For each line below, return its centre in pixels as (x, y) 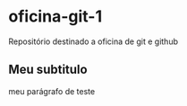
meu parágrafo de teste (52, 91)
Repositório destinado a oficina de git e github (93, 41)
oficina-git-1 (55, 17)
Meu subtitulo (48, 70)
